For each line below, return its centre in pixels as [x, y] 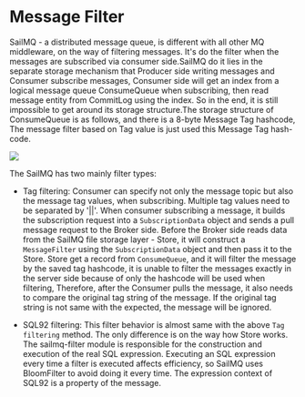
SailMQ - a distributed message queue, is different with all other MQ [137, 42]
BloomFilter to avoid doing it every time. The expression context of [147, 373]
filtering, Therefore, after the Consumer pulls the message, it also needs [158, 288]
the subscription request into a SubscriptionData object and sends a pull [158, 219]
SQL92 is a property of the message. [92, 382]
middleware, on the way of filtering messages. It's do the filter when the [144, 51]
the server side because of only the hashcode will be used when [144, 278]
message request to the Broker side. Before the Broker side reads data [155, 229]
